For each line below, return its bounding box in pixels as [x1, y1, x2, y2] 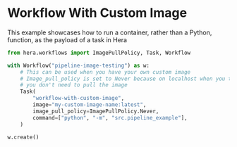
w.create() [7, 134, 39, 141]
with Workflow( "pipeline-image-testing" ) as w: [7, 62, 150, 69]
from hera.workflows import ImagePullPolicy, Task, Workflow [7, 49, 191, 56]
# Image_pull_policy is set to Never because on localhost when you [20, 75, 226, 82]
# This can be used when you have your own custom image [20, 68, 191, 75]
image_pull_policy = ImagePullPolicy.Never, [32, 108, 159, 115]
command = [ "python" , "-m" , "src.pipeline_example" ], [32, 114, 188, 121]
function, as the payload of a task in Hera [7, 35, 128, 44]
